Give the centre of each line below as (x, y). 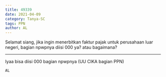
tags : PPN (15, 23)
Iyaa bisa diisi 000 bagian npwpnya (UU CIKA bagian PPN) (65, 62)
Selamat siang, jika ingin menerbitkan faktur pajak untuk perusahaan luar (79, 42)
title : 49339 (19, 10)
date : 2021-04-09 (23, 14)
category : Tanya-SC (25, 19)
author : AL (16, 28)
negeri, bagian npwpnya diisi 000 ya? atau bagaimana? (61, 47)
